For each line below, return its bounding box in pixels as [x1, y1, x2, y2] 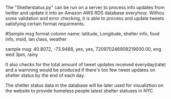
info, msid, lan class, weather [5, 36, 67, 42]
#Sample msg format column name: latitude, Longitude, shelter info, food [5, 31, 160, 36]
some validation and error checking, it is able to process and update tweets [5, 15, 164, 21]
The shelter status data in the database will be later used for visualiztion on [5, 82, 164, 88]
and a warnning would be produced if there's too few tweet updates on [5, 67, 155, 73]
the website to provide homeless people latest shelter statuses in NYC [5, 88, 154, 94]
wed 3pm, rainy [5, 51, 38, 57]
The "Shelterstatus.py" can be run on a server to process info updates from [5, 5, 165, 10]
